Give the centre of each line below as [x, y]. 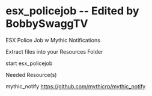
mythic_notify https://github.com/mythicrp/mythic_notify [76, 86]
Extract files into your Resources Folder [54, 51]
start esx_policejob [29, 63]
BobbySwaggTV [47, 24]
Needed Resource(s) [31, 75]
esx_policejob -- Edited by [72, 11]
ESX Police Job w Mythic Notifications [53, 40]
